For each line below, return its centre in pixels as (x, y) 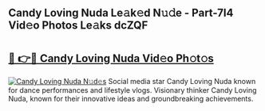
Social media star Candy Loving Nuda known (182, 81)
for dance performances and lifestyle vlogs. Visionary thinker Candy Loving (132, 90)
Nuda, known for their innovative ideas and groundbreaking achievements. (131, 99)
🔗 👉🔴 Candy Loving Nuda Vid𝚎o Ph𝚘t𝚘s (111, 58)
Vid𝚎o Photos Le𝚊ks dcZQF (78, 26)
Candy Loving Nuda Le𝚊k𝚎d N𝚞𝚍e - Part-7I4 (121, 13)
